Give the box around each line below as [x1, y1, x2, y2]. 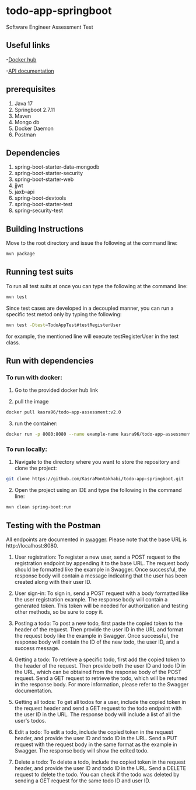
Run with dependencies [6, 356, 94, 366]
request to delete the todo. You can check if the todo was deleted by [14, 771, 180, 778]
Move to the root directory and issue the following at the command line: [6, 240, 178, 247]
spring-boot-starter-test [14, 201, 73, 208]
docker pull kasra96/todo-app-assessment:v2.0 [6, 409, 121, 415]
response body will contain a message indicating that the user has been [14, 572, 188, 579]
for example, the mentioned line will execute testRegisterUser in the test [6, 333, 179, 340]
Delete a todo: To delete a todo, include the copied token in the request [14, 758, 185, 765]
